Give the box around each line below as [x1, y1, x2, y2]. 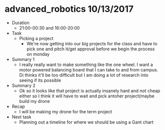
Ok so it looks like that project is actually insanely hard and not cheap [19, 88, 161, 94]
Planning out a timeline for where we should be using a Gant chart [19, 119, 154, 125]
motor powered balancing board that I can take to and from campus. [19, 66, 159, 72]
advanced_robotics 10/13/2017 [4, 3, 134, 15]
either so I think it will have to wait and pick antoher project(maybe [19, 93, 155, 99]
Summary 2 [11, 82, 36, 88]
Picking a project [19, 35, 54, 41]
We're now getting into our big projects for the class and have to [26, 40, 158, 46]
